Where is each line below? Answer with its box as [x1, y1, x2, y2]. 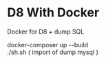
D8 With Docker [7, 5, 100, 21]
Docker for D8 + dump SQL [7, 27, 85, 36]
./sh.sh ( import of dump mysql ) [7, 48, 98, 56]
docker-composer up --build [7, 40, 88, 49]
